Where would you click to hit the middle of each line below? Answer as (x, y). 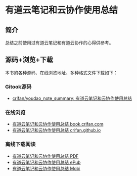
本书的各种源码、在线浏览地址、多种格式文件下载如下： (61, 73)
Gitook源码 (18, 87)
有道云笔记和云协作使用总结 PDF (46, 156)
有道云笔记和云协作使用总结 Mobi (46, 168)
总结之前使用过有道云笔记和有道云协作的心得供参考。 (59, 43)
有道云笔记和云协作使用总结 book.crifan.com (58, 124)
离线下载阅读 (21, 144)
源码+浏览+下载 (29, 60)
